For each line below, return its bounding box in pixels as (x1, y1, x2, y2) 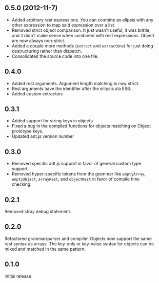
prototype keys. (11, 128, 43, 134)
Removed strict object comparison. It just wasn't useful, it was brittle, (11, 27, 151, 33)
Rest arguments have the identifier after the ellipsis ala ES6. (11, 86, 131, 91)
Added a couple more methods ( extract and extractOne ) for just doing (11, 43, 153, 48)
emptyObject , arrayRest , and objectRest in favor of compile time (11, 176, 140, 182)
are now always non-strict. (11, 38, 65, 44)
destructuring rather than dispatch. (11, 48, 82, 54)
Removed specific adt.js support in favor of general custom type (11, 161, 141, 167)
